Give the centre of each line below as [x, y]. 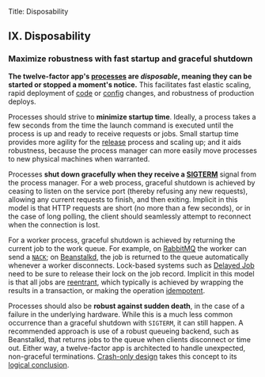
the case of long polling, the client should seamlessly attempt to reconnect [130, 216]
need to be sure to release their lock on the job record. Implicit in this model [131, 273]
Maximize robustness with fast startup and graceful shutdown [131, 59]
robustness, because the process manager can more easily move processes [132, 150]
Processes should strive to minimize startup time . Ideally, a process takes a [132, 116]
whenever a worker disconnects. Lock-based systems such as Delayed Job [131, 265]
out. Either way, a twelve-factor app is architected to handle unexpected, [127, 348]
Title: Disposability [38, 11]
